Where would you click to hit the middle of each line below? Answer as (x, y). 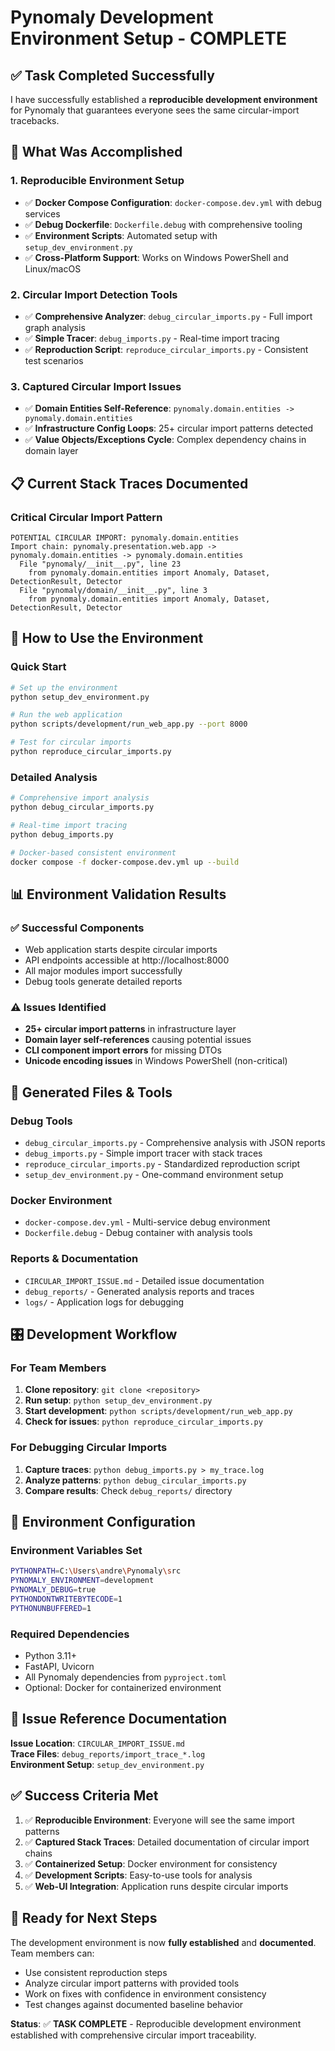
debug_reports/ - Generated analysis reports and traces (139, 1291)
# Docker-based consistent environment (93, 852)
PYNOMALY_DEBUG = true (53, 1590)
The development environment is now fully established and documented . (163, 1942)
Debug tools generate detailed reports (103, 982)
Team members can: (52, 1953)
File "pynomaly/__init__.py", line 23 (100, 564)
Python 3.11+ (51, 1656)
